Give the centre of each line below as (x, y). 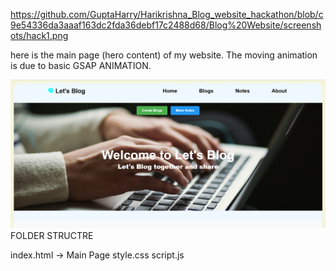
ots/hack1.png (39, 35)
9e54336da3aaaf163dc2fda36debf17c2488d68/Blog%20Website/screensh (166, 25)
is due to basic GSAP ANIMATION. (81, 65)
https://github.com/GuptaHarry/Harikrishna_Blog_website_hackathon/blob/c (167, 14)
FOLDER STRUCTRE (52, 235)
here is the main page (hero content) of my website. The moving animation (164, 55)
